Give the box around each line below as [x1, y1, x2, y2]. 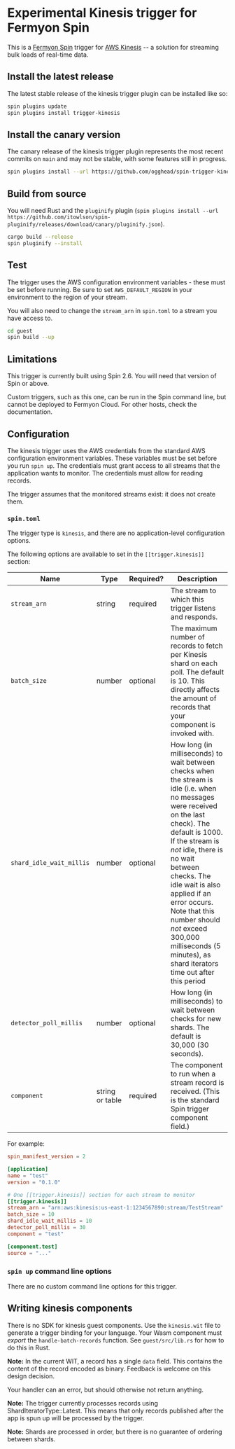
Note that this [170, 906, 215, 916]
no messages [170, 793, 215, 803]
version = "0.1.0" [7, 1179, 61, 1186]
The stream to [170, 586, 217, 596]
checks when [170, 766, 215, 776]
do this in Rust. [7, 1343, 50, 1352]
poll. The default [170, 667, 225, 677]
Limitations [7, 353, 57, 365]
